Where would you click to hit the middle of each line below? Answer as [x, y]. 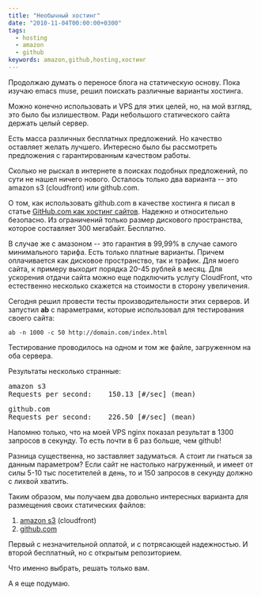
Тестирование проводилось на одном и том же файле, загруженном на [130, 347]
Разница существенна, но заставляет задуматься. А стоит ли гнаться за [130, 456]
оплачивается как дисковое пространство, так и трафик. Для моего [124, 260]
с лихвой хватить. [38, 481]
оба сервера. [30, 356]
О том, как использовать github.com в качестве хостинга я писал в [122, 202]
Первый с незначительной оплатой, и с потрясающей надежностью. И [128, 544]
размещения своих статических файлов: [77, 505]
